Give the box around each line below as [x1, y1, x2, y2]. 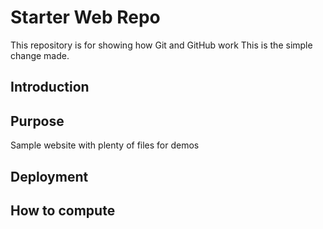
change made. [10, 49, 70, 61]
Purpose [10, 112, 65, 130]
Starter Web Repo [10, 6, 161, 29]
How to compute [10, 202, 116, 219]
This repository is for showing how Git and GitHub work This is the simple [10, 39, 313, 51]
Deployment [10, 168, 89, 185]
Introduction [10, 79, 90, 96]
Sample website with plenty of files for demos [10, 139, 200, 151]
